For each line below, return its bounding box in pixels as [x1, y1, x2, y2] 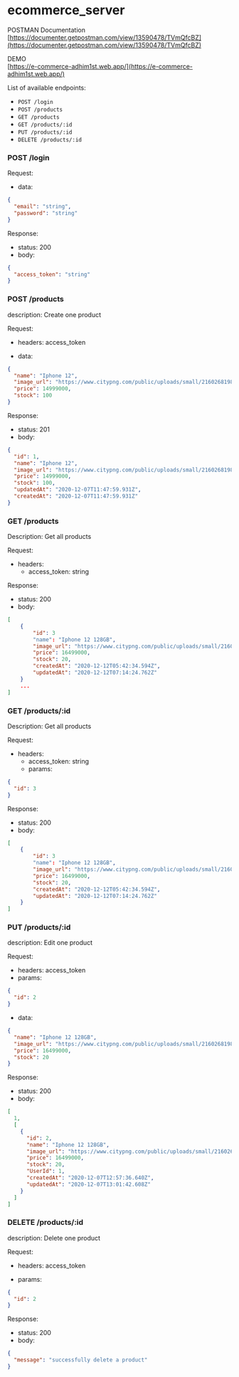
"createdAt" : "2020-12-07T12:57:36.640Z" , [26, 1174, 154, 1182]
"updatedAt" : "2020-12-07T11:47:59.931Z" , [14, 486, 142, 493]
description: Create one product [7, 310, 102, 318]
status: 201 [17, 425, 50, 434]
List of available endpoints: [7, 83, 87, 92]
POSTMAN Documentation [7, 26, 86, 34]
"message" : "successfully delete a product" [14, 1356, 148, 1363]
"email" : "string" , [14, 203, 72, 210]
